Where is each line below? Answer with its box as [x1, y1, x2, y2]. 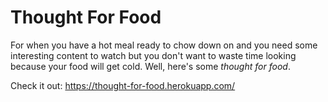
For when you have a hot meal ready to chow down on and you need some [10, 39, 318, 51]
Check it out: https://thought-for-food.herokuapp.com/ [10, 79, 236, 91]
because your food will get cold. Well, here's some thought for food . [10, 60, 291, 72]
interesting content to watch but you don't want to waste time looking [10, 49, 297, 61]
